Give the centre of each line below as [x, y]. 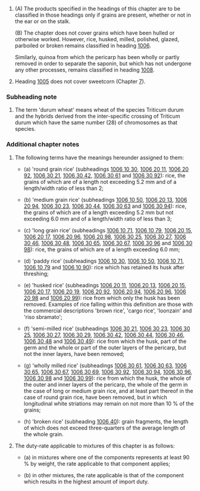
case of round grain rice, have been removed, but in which [96, 397]
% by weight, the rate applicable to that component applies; [97, 464]
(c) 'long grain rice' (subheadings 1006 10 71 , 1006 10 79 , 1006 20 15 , [108, 230]
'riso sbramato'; [43, 317]
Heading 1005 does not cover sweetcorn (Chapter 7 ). [80, 81]
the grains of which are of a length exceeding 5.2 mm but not [99, 212]
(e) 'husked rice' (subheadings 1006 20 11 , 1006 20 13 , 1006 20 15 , [105, 285]
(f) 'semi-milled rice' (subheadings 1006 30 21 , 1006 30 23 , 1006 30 [107, 329]
